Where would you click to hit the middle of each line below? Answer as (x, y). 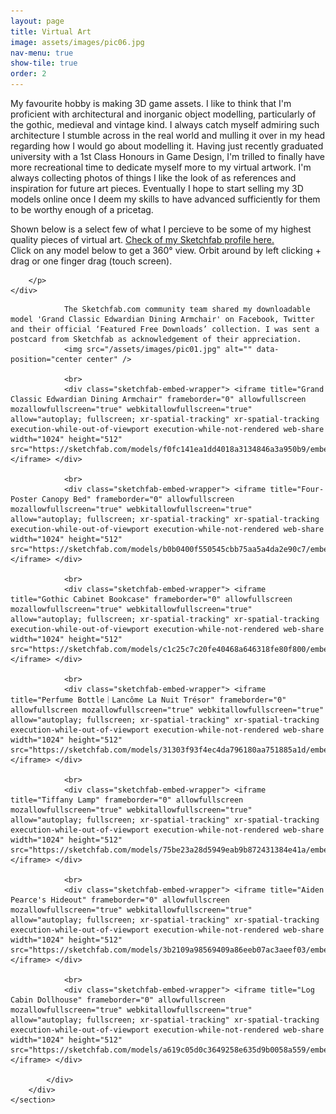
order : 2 (28, 74)
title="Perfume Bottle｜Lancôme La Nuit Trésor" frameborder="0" (148, 700)
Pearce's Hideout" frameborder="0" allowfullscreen (120, 900)
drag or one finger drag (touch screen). (91, 261)
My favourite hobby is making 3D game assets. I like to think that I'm (151, 103)
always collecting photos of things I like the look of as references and (153, 178)
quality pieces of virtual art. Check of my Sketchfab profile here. (142, 239)
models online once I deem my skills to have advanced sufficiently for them (165, 199)
